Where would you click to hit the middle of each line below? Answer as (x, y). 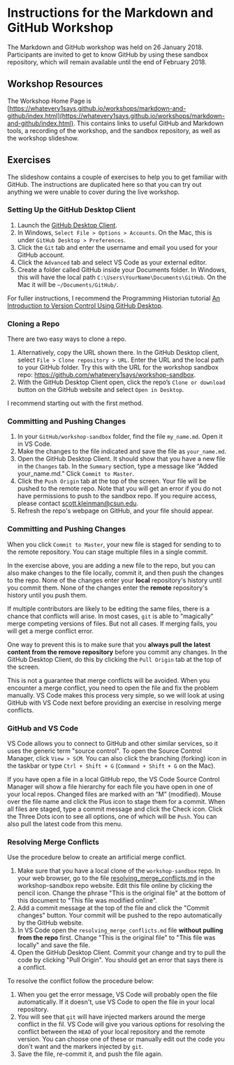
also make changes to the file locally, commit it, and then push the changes (116, 572)
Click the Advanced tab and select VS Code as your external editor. (112, 262)
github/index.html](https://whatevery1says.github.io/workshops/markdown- (116, 115)
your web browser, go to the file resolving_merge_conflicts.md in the (116, 878)
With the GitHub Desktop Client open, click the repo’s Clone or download (121, 382)
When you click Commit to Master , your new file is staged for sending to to (114, 544)
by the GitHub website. (50, 923)
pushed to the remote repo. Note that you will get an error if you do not (119, 488)
